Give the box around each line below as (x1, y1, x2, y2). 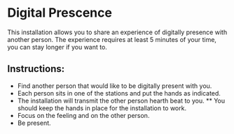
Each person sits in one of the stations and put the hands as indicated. (17, 89, 221, 97)
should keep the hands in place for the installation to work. (17, 103, 187, 112)
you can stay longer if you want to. (7, 43, 107, 51)
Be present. (17, 119, 51, 127)
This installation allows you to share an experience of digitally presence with (7, 28, 228, 36)
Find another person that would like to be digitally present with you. (17, 82, 212, 90)
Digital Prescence (7, 5, 112, 21)
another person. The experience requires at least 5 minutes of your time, (7, 35, 217, 43)
